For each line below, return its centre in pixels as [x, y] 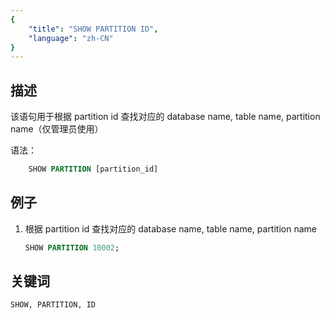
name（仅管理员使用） [57, 129]
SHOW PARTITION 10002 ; [72, 247]
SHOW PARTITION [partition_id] [93, 169]
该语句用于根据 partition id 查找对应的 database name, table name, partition [165, 117]
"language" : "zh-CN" [71, 38]
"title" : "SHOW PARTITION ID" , [93, 29]
